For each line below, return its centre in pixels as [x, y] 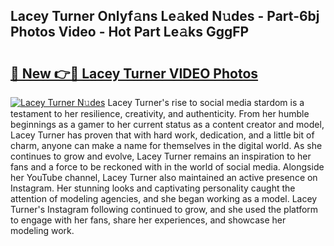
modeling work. [42, 230]
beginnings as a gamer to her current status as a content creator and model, [167, 124]
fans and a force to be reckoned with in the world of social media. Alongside [167, 167]
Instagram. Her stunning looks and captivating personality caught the [153, 188]
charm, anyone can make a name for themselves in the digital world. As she [166, 145]
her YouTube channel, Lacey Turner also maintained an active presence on [164, 177]
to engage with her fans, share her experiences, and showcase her [148, 220]
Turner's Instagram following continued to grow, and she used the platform [164, 209]
